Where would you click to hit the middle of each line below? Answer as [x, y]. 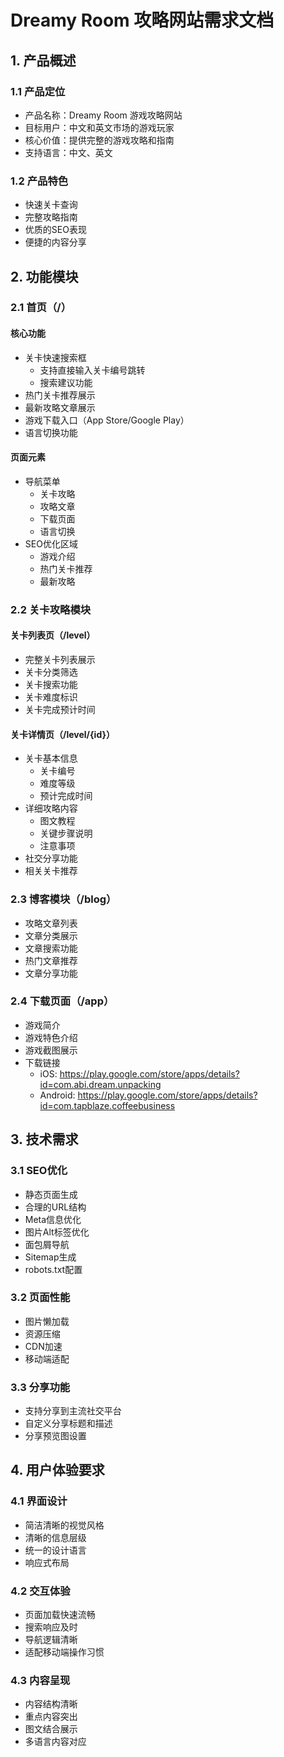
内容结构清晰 [51, 1704]
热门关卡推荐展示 [60, 395]
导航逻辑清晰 [51, 1640]
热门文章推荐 [51, 960]
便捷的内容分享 [55, 242]
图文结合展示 [51, 1729]
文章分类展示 [51, 935]
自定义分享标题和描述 [68, 1423]
